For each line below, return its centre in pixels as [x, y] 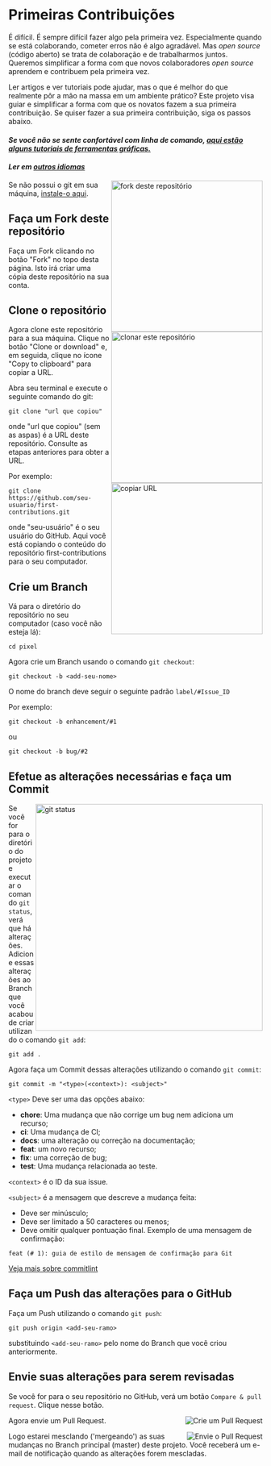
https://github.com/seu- [50, 498]
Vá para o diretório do [44, 606]
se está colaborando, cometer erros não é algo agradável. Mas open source [134, 45]
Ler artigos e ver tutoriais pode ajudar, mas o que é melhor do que [118, 87]
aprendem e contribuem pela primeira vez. [79, 71]
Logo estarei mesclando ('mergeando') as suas [87, 1436]
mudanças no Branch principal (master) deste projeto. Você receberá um [130, 1444]
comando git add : [56, 1039]
